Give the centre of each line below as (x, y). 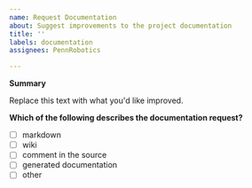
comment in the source (64, 155)
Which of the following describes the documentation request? (126, 118)
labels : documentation (51, 42)
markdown (42, 135)
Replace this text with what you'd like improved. (96, 101)
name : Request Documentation (63, 17)
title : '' (28, 34)
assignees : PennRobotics (55, 51)
